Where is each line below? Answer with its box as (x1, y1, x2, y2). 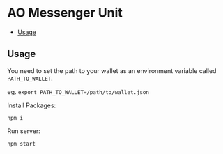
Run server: (7, 127, 40, 135)
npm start (7, 140, 36, 147)
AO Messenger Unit (7, 5, 123, 21)
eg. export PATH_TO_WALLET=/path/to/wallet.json (7, 87, 150, 95)
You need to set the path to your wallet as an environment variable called (7, 66, 217, 75)
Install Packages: (7, 101, 56, 109)
